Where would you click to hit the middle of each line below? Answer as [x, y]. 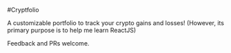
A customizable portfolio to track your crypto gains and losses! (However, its [115, 23]
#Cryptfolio [23, 10]
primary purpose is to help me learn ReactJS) [72, 30]
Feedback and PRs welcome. [48, 43]
